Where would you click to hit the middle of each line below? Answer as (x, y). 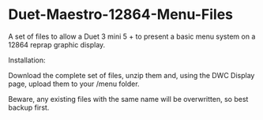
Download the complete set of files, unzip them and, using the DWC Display (131, 75)
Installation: (27, 60)
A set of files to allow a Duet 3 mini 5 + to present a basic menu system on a (132, 36)
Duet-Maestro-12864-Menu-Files (120, 15)
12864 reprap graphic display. (57, 44)
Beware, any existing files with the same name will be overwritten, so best (128, 99)
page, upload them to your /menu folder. (74, 84)
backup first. (29, 107)
